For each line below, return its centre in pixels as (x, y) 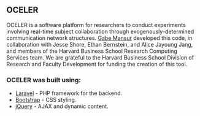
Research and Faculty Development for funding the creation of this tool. (97, 64)
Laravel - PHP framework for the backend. (69, 93)
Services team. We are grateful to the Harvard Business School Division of (100, 57)
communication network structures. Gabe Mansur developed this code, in (99, 38)
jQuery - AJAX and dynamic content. (62, 106)
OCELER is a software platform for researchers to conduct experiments (96, 25)
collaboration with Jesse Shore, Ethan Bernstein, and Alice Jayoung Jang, (100, 44)
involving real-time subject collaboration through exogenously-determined (100, 31)
